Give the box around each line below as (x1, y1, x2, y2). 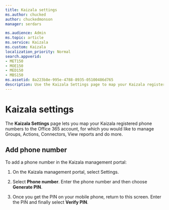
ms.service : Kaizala (5, 40, 49, 45)
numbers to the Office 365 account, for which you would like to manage (5, 125, 154, 131)
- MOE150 (5, 63, 24, 68)
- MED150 (5, 68, 24, 73)
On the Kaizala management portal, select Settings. (12, 169, 119, 175)
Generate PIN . (12, 184, 43, 190)
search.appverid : (5, 54, 42, 59)
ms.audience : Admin (5, 31, 46, 36)
